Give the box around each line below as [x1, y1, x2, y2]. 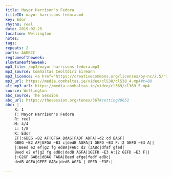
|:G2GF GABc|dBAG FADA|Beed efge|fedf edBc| [14, 155, 111, 160]
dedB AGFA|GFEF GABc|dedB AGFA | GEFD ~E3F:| [14, 159, 114, 164]
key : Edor [5, 17, 27, 22]
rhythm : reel [5, 21, 33, 27]
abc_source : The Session [5, 93, 58, 98]
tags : [5, 41, 17, 46]
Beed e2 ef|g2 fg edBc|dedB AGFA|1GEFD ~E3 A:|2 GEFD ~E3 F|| [14, 150, 150, 155]
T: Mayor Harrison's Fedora [14, 112, 74, 117]
